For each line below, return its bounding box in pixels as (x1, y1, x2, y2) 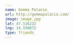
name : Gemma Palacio (5, 7, 48, 12)
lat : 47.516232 (5, 21, 37, 26)
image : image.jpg (5, 16, 41, 21)
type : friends (5, 30, 35, 35)
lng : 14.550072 (5, 26, 37, 31)
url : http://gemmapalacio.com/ (5, 12, 70, 17)
